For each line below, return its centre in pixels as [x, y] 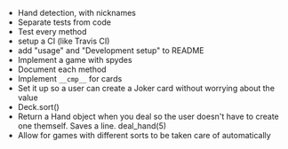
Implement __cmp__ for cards [70, 78]
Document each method [62, 69]
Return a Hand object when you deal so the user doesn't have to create [148, 116]
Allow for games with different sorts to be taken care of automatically [144, 135]
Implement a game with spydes [75, 60]
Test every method [52, 31]
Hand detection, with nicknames [76, 13]
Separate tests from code [64, 22]
